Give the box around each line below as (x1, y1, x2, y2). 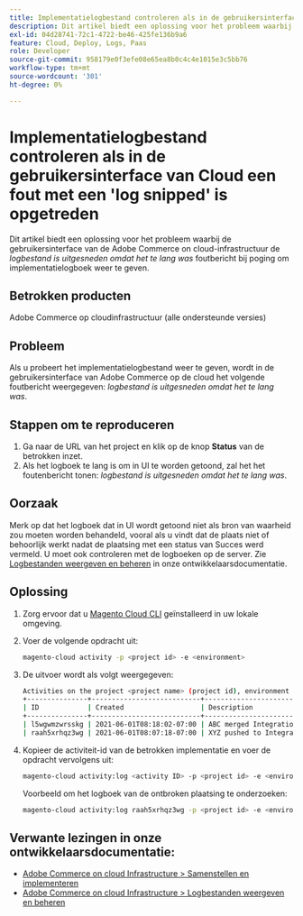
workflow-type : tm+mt (9, 64, 91, 73)
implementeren (22, 878, 79, 889)
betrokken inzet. (22, 451, 83, 461)
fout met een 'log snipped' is (9, 184, 228, 205)
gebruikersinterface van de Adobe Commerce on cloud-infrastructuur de (9, 243, 280, 253)
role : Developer (9, 47, 70, 56)
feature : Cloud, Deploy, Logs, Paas (9, 38, 147, 48)
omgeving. (22, 618, 63, 628)
